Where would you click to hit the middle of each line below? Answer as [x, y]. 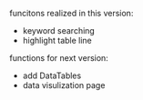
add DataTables [52, 75]
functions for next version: [59, 58]
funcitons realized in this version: [71, 13]
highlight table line [57, 40]
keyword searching [59, 30]
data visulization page [64, 85]
